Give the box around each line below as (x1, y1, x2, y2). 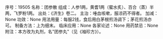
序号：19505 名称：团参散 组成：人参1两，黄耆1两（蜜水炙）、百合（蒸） (5, 4, 150, 10)
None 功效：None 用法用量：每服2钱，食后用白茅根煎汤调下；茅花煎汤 (5, 17, 148, 22)
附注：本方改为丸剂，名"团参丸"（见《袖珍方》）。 (5, 29, 104, 34)
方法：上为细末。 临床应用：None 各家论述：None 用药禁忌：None (23, 22, 158, 28)
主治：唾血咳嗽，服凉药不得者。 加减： (80, 10, 159, 16)
